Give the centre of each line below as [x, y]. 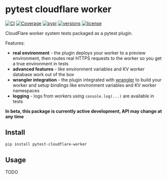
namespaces [26, 90]
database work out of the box [43, 74]
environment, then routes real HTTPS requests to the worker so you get [87, 58]
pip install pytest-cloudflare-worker [46, 144]
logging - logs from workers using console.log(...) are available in [83, 96]
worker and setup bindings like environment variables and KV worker [85, 85]
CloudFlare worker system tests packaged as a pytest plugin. [69, 33]
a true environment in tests [40, 63]
